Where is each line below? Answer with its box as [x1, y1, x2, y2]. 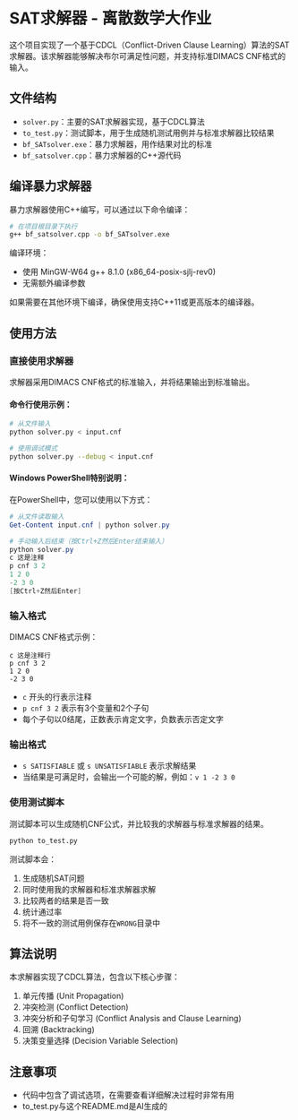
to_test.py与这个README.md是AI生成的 [21, 1101, 168, 1112]
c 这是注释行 [9, 651, 51, 660]
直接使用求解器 [9, 355, 74, 367]
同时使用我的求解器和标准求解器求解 [21, 883, 157, 894]
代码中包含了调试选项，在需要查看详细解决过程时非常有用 [21, 1090, 234, 1100]
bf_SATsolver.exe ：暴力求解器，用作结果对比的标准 [21, 138, 213, 149]
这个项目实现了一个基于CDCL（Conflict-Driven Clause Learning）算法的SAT [9, 39, 290, 50]
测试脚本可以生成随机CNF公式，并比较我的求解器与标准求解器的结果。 [9, 818, 269, 829]
